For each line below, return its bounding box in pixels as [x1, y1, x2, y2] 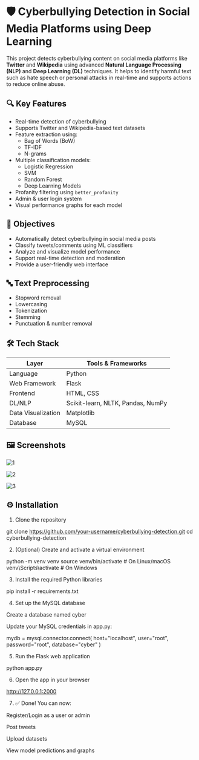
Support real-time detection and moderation [15, 254, 125, 261]
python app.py [6, 664, 43, 672]
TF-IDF [24, 143, 42, 151]
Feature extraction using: [15, 131, 77, 138]
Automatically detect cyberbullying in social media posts [15, 235, 156, 242]
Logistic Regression [24, 163, 74, 170]
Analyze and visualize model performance [15, 247, 120, 255]
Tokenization [15, 307, 47, 315]
